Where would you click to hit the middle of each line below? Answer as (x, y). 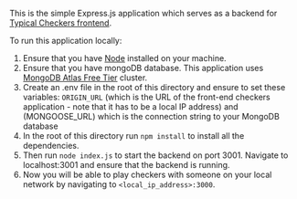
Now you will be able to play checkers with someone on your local (147, 174)
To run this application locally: (66, 41)
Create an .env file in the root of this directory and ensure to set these (154, 87)
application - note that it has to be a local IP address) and (131, 107)
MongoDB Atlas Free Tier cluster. (85, 78)
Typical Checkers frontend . (61, 23)
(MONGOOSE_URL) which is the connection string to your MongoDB (151, 116)
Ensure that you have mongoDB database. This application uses (143, 68)
